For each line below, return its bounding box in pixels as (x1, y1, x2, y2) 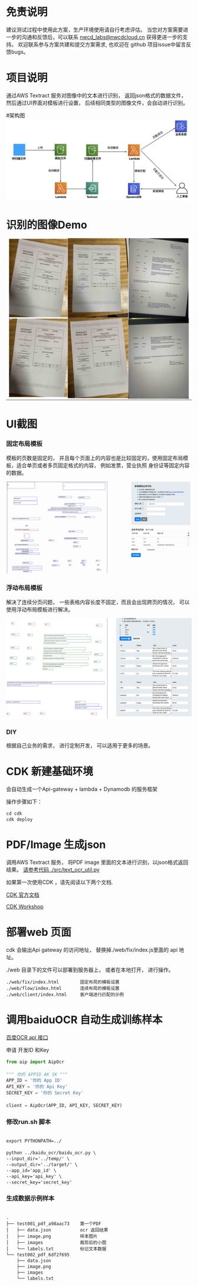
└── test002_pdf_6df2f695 (6, 1252, 70, 1258)
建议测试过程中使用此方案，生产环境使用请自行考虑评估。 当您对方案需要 (6, 26, 183, 33)
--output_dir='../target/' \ (6, 1162, 78, 1168)
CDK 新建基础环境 (6, 765, 93, 778)
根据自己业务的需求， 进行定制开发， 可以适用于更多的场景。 (6, 742, 154, 749)
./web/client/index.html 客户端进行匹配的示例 (6, 992, 124, 997)
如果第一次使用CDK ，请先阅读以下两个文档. (6, 879, 113, 886)
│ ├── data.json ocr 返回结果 (6, 1227, 108, 1233)
